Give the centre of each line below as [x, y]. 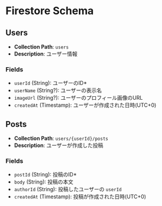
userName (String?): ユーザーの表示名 [58, 90]
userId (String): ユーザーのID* [50, 83]
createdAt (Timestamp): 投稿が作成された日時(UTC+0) [80, 197]
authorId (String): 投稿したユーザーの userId [68, 189]
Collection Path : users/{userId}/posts [61, 138]
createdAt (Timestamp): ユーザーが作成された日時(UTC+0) [85, 105]
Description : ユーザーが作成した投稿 [59, 145]
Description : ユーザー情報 [46, 54]
